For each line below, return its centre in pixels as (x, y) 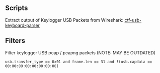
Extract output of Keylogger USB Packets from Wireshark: (64, 20)
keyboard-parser (22, 25)
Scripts (17, 8)
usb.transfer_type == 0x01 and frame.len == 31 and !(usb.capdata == (79, 62)
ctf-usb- (133, 20)
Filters (15, 41)
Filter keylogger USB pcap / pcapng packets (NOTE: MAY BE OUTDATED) (80, 53)
